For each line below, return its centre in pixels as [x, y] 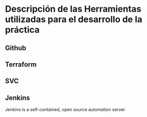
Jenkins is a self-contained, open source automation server [65, 110]
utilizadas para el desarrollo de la [74, 19]
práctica [23, 30]
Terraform [21, 64]
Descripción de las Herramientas [73, 9]
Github [16, 48]
